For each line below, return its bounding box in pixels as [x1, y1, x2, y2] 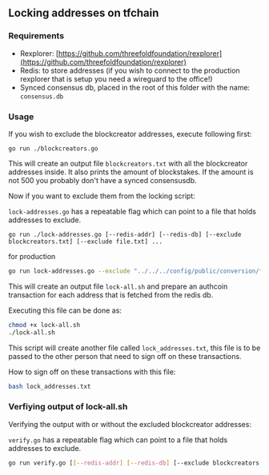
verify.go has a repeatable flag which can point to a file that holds [8, 435, 228, 445]
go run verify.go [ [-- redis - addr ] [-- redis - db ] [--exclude [8, 459, 210, 467]
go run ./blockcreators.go [8, 144, 98, 153]
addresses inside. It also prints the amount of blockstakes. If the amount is [8, 167, 254, 177]
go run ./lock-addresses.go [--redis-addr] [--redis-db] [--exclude [8, 230, 242, 238]
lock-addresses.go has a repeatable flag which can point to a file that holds [8, 206, 256, 216]
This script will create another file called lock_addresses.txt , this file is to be [8, 343, 261, 353]
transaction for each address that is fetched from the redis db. [8, 289, 214, 299]
